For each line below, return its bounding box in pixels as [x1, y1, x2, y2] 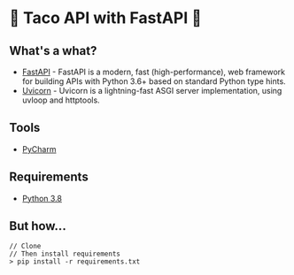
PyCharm [21, 143, 57, 154]
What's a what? [9, 43, 97, 58]
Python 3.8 [21, 193, 62, 203]
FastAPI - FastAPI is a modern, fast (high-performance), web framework [21, 66, 286, 77]
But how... [9, 218, 66, 233]
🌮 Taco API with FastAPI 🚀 [9, 8, 202, 28]
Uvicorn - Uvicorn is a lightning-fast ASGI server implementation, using [21, 86, 282, 95]
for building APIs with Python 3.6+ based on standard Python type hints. [21, 76, 286, 87]
